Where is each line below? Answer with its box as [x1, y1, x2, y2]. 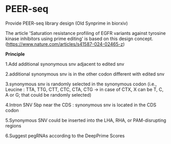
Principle [5, 51, 25, 57]
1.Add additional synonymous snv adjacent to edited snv [5, 61, 125, 67]
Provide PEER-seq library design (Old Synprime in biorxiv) [5, 20, 128, 26]
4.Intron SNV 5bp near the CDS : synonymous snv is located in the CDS [5, 101, 157, 108]
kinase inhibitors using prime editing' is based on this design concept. [5, 35, 153, 42]
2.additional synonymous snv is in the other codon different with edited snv [5, 70, 165, 77]
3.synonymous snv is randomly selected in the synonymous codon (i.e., [5, 81, 157, 87]
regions [5, 122, 22, 129]
